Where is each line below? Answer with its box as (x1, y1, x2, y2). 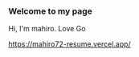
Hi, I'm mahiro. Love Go (8, 24, 86, 34)
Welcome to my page (8, 6, 92, 17)
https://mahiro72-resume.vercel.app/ (8, 39, 131, 49)
